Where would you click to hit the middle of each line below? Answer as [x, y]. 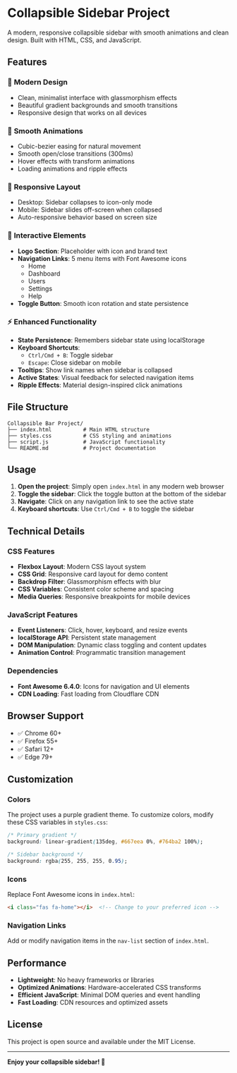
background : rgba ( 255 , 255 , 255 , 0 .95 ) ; [68, 861]
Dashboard [44, 274]
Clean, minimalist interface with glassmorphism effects [97, 97]
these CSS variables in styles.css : [57, 822]
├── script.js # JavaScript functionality [86, 442]
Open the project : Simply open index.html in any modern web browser [121, 486]
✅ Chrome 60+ [39, 733]
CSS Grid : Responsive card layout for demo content [92, 574]
